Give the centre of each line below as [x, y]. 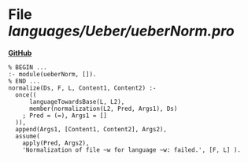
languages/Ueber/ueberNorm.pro [121, 31]
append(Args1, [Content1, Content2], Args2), [91, 129]
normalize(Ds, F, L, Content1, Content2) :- [82, 88]
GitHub [20, 53]
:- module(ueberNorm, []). [52, 74]
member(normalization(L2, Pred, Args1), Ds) [103, 109]
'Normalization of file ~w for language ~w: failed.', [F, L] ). [132, 150]
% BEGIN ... [28, 67]
